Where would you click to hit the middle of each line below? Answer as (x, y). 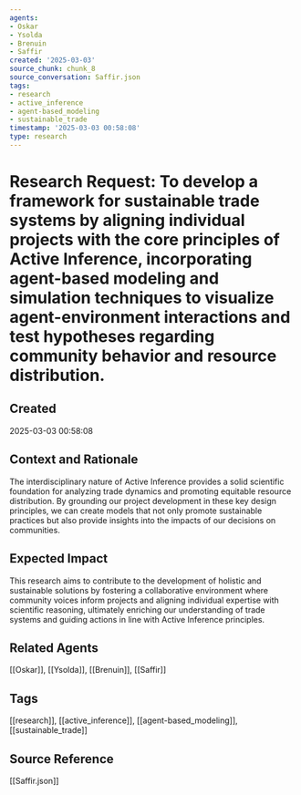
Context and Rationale (74, 460)
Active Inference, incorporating (131, 259)
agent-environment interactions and (150, 318)
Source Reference (62, 759)
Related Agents (54, 648)
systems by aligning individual (127, 221)
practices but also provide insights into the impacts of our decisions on (143, 520)
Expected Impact (58, 558)
